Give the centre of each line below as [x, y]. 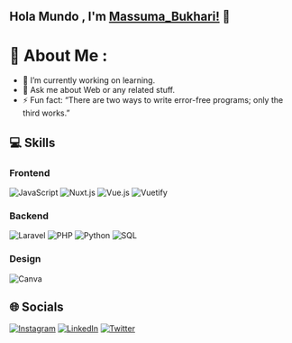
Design [25, 259]
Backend [29, 216]
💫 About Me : [59, 56]
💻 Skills [32, 142]
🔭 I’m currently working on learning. [89, 80]
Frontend [30, 172]
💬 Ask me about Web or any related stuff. [99, 90]
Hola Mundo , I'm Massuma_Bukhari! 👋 [120, 17]
